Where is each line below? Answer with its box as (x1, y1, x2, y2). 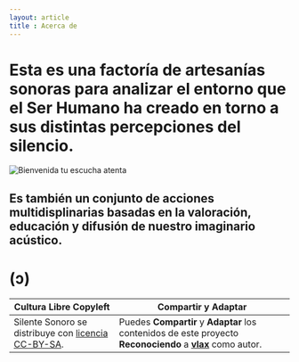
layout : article (9, 12, 69, 22)
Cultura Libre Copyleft (13, 300, 110, 313)
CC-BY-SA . (13, 338, 64, 350)
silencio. (9, 136, 74, 156)
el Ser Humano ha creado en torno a (9, 97, 279, 118)
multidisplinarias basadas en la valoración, (9, 204, 252, 219)
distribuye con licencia (13, 326, 109, 339)
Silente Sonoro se (13, 316, 87, 328)
